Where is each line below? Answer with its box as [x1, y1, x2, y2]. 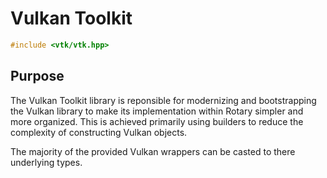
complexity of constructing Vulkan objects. [10, 126, 188, 138]
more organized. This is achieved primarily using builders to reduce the [10, 115, 304, 127]
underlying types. [10, 156, 83, 168]
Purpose [10, 68, 65, 85]
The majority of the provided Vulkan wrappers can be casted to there [10, 145, 296, 157]
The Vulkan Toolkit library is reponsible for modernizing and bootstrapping [10, 94, 317, 106]
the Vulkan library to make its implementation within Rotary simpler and [10, 105, 304, 117]
